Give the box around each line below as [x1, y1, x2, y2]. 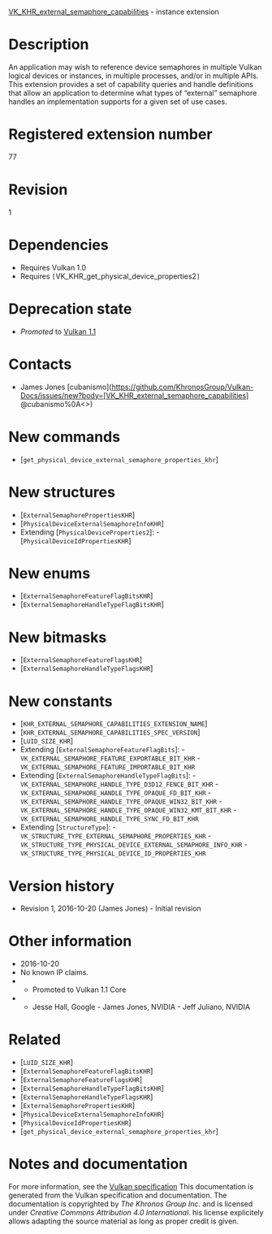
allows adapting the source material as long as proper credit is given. [8, 1216, 240, 1226]
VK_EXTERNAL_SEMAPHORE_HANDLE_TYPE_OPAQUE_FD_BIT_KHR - [19, 788, 212, 798]
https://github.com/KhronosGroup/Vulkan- [111, 382, 254, 392]
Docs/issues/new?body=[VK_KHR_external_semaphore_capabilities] [19, 390, 249, 401]
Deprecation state [8, 300, 132, 318]
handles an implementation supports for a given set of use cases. [8, 97, 227, 106]
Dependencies [8, 236, 109, 254]
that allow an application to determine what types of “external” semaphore [8, 88, 257, 97]
